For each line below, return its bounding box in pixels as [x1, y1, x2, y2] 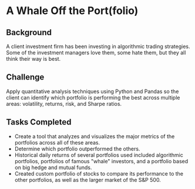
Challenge [6, 72, 45, 83]
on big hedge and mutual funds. [14, 164, 92, 171]
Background [6, 28, 52, 37]
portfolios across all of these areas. [14, 139, 100, 146]
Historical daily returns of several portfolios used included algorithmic [14, 151, 184, 159]
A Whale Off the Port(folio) [6, 4, 139, 18]
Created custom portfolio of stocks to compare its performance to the [14, 170, 184, 177]
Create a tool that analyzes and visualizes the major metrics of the [14, 133, 175, 140]
